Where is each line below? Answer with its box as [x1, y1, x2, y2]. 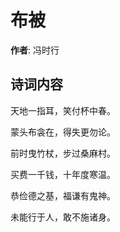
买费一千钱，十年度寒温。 [10, 168, 116, 180]
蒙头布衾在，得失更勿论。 [10, 126, 116, 138]
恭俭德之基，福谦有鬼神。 [10, 189, 116, 201]
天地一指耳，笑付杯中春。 [10, 104, 116, 116]
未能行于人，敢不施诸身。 [10, 211, 116, 223]
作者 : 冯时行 [10, 44, 60, 56]
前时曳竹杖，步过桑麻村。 [10, 147, 116, 159]
